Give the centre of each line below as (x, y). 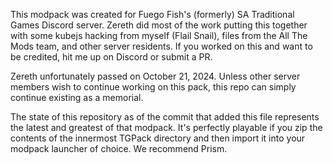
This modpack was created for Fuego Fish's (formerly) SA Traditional (152, 14)
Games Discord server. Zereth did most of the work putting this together (159, 25)
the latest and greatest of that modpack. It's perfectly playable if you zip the (166, 127)
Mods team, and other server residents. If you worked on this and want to (161, 46)
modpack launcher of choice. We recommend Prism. (119, 148)
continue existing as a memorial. (77, 97)
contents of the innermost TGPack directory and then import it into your (158, 138)
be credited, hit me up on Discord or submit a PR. (111, 57)
